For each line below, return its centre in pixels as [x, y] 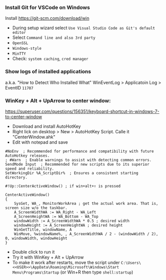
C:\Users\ [131, 263]
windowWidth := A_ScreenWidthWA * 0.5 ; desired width [72, 221]
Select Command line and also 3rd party [54, 38]
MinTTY [19, 54]
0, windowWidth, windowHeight [36, 238]
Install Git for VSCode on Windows [48, 7]
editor [19, 33]
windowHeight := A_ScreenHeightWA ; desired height [68, 225]
